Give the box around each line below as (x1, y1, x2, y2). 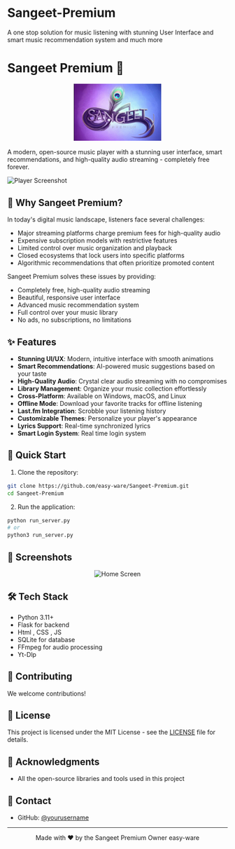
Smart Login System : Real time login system (17, 429, 147, 437)
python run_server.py (7, 517, 71, 524)
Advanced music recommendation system (17, 301, 140, 309)
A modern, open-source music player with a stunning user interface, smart (7, 148, 222, 156)
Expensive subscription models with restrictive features (17, 236, 178, 245)
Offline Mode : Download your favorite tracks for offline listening (17, 399, 203, 407)
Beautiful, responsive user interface (17, 293, 121, 302)
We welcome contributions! (7, 689, 86, 698)
